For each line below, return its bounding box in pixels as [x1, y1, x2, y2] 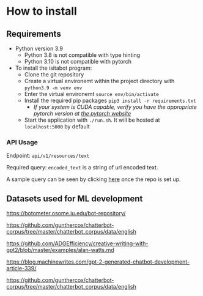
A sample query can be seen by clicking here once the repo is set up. [6, 176, 182, 183]
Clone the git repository [24, 71, 84, 78]
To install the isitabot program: [15, 64, 92, 72]
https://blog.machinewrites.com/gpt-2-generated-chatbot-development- [6, 258, 190, 265]
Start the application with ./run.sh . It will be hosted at [24, 116, 160, 124]
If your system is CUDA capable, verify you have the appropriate [33, 103, 197, 111]
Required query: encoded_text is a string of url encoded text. [6, 164, 158, 171]
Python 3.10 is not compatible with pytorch [24, 58, 132, 65]
